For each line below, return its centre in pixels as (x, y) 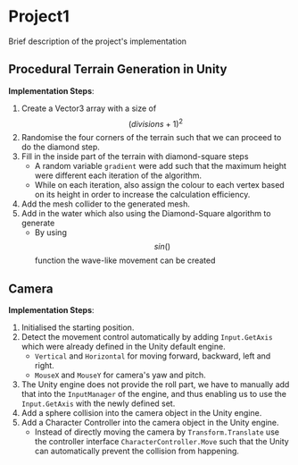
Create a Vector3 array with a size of (89, 108)
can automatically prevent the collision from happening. (137, 451)
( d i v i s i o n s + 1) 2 (156, 123)
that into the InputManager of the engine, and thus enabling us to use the (154, 394)
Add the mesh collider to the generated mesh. (106, 204)
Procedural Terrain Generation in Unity (118, 69)
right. (44, 366)
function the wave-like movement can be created (125, 260)
